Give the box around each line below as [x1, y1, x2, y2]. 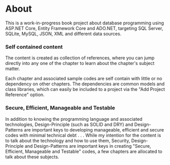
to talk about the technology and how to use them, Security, [5, 138, 130, 144]
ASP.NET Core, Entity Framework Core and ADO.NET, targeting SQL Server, [5, 25, 163, 31]
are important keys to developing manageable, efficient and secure [24, 126, 164, 133]
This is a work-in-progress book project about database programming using [5, 20, 164, 26]
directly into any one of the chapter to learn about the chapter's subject [5, 60, 155, 67]
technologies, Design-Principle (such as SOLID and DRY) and [5, 121, 133, 127]
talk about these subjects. [5, 153, 59, 160]
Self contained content [5, 43, 63, 50]
